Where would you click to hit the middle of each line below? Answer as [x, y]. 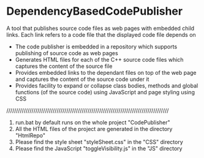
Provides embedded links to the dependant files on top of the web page [106, 72]
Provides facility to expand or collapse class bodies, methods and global [107, 85]
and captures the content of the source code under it [82, 79]
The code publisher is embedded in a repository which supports [96, 47]
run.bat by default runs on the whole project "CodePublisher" [93, 122]
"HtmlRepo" [30, 135]
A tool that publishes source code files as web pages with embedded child [100, 28]
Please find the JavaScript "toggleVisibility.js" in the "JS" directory [99, 148]
